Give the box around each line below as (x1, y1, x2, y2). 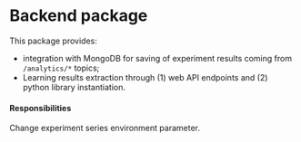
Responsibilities (9, 102, 72, 113)
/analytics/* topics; (22, 62, 100, 73)
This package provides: (9, 35, 97, 46)
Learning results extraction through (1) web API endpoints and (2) (22, 71, 268, 82)
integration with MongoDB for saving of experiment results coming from (22, 52, 293, 63)
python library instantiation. (22, 81, 125, 92)
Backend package (9, 5, 148, 26)
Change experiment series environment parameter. (9, 123, 200, 134)
